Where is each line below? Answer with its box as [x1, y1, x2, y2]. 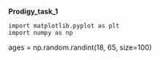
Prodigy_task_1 [8, 7, 58, 16]
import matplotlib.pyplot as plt [8, 22, 120, 30]
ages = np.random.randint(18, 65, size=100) [8, 43, 152, 52]
